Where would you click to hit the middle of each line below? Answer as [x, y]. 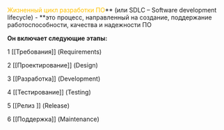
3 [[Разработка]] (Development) [54, 79]
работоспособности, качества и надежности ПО [79, 25]
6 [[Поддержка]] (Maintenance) [53, 119]
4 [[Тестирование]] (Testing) [49, 92]
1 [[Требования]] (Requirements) [55, 52]
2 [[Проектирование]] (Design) [53, 65]
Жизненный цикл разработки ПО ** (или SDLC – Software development [112, 10]
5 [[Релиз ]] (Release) [39, 106]
